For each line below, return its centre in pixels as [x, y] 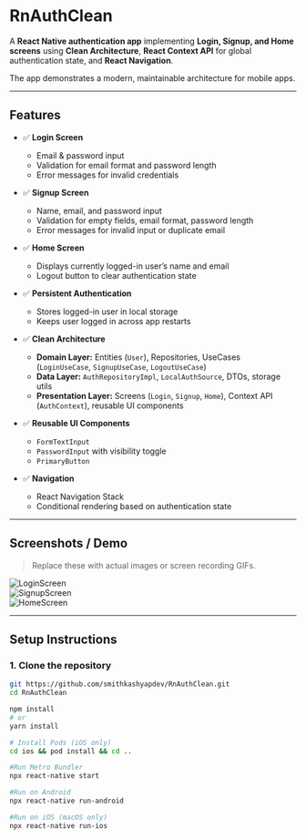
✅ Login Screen [53, 137]
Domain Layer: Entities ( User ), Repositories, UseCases [138, 357]
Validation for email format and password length [126, 165]
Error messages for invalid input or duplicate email [131, 230]
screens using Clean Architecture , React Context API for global [131, 50]
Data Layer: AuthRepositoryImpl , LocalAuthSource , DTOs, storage [158, 376]
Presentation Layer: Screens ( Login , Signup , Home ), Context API [154, 395]
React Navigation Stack [80, 496]
